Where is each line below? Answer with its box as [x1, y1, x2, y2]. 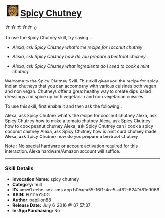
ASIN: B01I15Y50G [12, 192, 50, 198]
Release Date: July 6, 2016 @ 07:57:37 [12, 202, 91, 208]
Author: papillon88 [12, 197, 52, 203]
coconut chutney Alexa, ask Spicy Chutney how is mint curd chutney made [5, 128, 157, 134]
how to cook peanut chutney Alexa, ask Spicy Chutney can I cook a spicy [5, 123, 154, 129]
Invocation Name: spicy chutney [12, 176, 79, 182]
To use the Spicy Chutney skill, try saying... [5, 34, 92, 40]
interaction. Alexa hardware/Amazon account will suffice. [5, 148, 121, 154]
